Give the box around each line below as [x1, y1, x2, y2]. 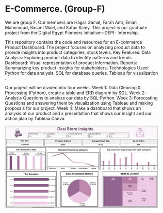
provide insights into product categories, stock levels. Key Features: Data [5, 49, 151, 55]
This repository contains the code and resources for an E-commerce [5, 39, 142, 45]
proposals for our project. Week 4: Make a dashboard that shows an [5, 105, 141, 111]
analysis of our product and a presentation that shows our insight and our [5, 110, 152, 116]
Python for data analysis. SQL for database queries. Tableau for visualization [5, 70, 158, 76]
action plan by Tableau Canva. [5, 115, 65, 121]
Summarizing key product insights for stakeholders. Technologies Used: [5, 65, 149, 71]
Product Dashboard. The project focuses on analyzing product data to [5, 44, 145, 50]
